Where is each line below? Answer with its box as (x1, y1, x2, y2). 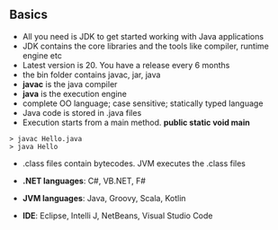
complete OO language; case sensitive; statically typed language (22, 98, 264, 109)
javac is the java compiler (22, 78, 118, 89)
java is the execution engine (22, 88, 128, 99)
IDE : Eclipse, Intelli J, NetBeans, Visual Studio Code (22, 210, 213, 221)
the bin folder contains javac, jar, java (22, 69, 161, 80)
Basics (9, 7, 48, 22)
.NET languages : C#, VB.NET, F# (22, 175, 147, 186)
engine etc (22, 49, 63, 61)
